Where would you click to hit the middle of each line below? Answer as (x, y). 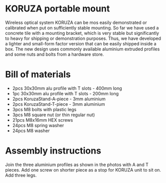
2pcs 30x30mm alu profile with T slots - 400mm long (67, 88)
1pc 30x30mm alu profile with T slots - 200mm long (65, 93)
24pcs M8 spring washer (38, 125)
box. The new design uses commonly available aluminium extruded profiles (83, 49)
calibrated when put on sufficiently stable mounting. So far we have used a (82, 27)
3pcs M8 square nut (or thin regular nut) (54, 115)
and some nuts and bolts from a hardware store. (55, 54)
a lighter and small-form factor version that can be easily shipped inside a (81, 43)
